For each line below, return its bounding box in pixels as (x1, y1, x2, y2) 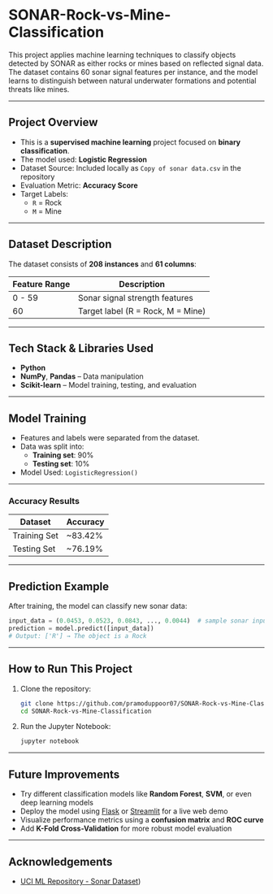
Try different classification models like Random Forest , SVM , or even (19, 789, 252, 799)
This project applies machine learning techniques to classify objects (8, 50, 236, 59)
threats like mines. (8, 84, 70, 94)
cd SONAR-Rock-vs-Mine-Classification (19, 707, 152, 715)
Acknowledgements (8, 855, 113, 869)
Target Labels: (19, 189, 69, 198)
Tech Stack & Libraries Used (8, 341, 154, 355)
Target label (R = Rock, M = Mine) (78, 305, 206, 316)
